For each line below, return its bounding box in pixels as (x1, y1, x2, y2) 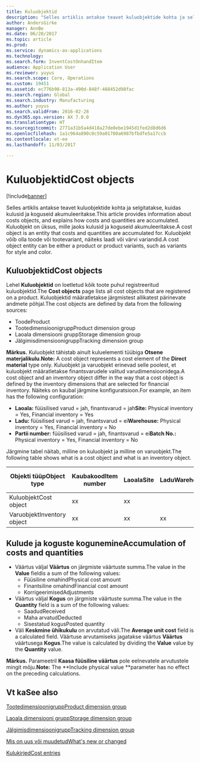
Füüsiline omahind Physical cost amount (23, 576, 121, 583)
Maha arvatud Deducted (23, 614, 82, 621)
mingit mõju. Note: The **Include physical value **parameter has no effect (6, 664, 190, 671)
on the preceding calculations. (6, 670, 81, 677)
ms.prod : (6, 42, 28, 48)
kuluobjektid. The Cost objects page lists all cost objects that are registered (6, 287, 190, 295)
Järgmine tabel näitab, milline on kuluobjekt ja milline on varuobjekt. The (6, 448, 182, 455)
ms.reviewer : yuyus (6, 70, 55, 76)
